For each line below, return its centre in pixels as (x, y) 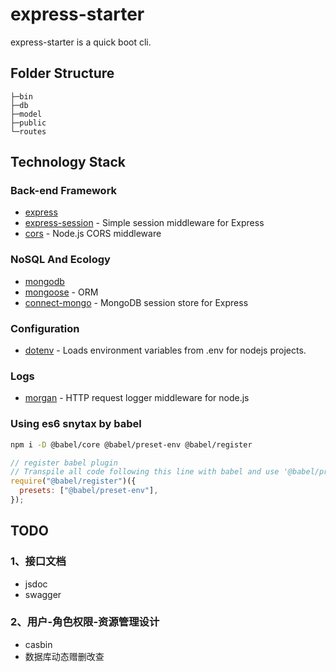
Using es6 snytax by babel (76, 424)
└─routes (28, 131)
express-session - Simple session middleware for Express (144, 223)
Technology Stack (68, 162)
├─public (28, 123)
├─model (26, 114)
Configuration (45, 328)
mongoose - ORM (61, 292)
